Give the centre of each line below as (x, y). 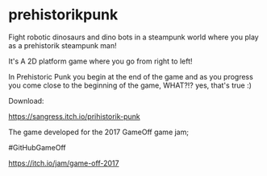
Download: (26, 100)
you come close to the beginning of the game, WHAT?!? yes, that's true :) (130, 85)
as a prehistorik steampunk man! (63, 45)
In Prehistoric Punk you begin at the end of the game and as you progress (131, 76)
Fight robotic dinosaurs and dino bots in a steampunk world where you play (134, 37)
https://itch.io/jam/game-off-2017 (64, 163)
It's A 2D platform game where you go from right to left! (100, 61)
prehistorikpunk (63, 15)
